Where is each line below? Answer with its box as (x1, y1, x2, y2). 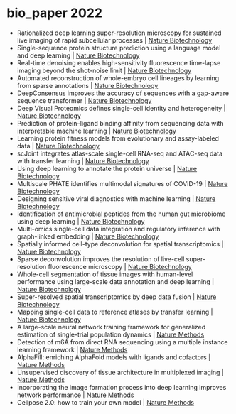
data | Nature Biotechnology (16, 141, 100, 150)
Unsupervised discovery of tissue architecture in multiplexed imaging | (16, 368, 225, 376)
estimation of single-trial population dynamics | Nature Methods (16, 330, 205, 339)
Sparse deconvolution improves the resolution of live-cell (16, 254, 185, 263)
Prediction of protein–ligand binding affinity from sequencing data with (16, 119, 225, 127)
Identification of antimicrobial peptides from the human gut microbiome (16, 209, 226, 218)
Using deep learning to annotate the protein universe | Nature (16, 164, 198, 173)
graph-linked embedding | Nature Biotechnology (16, 232, 159, 241)
